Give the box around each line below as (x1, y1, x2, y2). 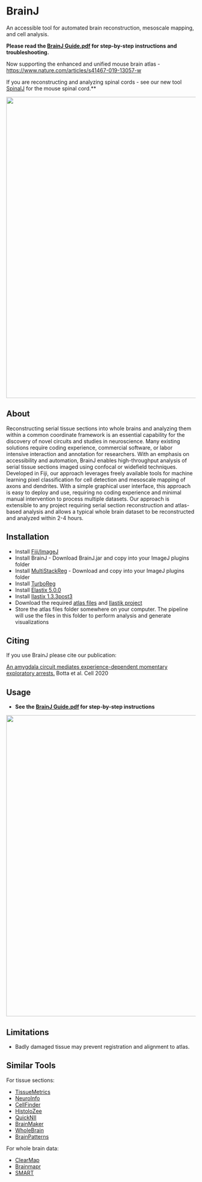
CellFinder (14, 1101, 41, 1108)
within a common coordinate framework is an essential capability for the (6, 431, 185, 438)
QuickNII (14, 1113, 37, 1121)
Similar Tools (6, 1060, 56, 1071)
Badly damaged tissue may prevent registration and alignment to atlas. (14, 1043, 190, 1050)
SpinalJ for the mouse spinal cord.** (6, 84, 97, 92)
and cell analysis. (6, 30, 49, 37)
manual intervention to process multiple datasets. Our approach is (6, 495, 170, 502)
